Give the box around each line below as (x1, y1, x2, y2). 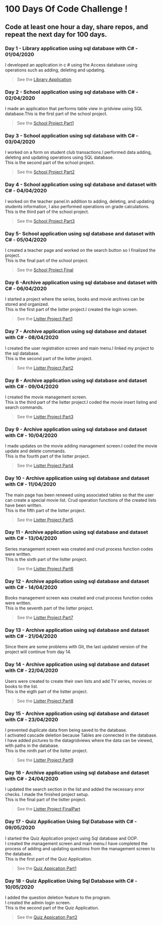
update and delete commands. (5, 448, 66, 454)
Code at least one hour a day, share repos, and (5, 23, 148, 31)
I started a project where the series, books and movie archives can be (5, 296, 145, 302)
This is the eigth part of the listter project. (5, 688, 88, 694)
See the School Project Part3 (16, 218, 75, 224)
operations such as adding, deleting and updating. (5, 67, 106, 73)
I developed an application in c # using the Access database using (5, 62, 137, 67)
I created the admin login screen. (5, 899, 71, 906)
